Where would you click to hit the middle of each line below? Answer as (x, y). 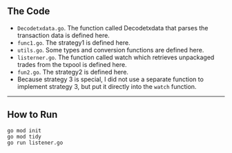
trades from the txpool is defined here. (72, 64)
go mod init (24, 130)
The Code (29, 11)
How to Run (32, 115)
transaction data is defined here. (64, 35)
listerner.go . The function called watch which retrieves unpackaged (116, 57)
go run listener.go (35, 143)
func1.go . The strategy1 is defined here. (74, 42)
